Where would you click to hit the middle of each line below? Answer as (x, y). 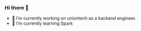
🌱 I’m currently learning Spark (42, 23)
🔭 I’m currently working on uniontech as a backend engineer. (74, 18)
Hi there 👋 (17, 8)
